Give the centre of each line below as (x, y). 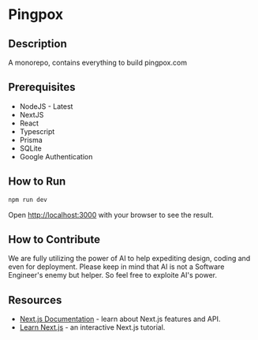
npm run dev (28, 200)
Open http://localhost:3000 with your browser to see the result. (111, 215)
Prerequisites (42, 87)
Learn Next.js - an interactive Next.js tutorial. (92, 327)
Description (37, 44)
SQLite (30, 148)
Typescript (37, 131)
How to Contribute (54, 239)
